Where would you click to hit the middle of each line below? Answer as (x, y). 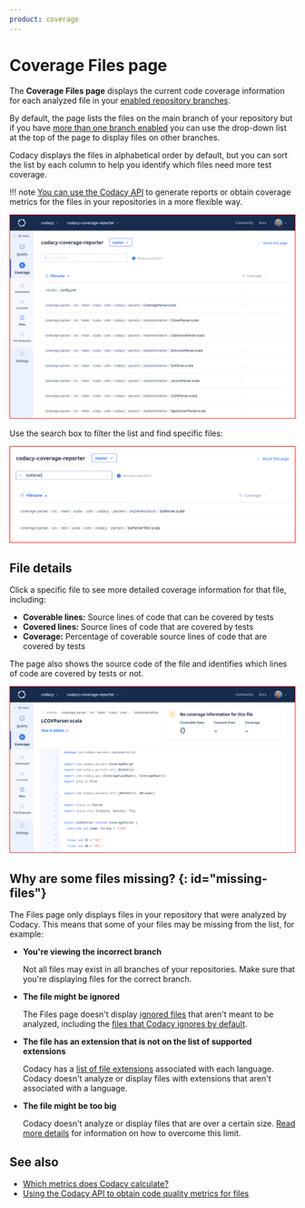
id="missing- (229, 878)
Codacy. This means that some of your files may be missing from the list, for (152, 925)
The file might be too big (69, 1106)
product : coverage (44, 19)
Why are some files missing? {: (99, 878)
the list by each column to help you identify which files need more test (141, 165)
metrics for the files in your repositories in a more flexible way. (126, 201)
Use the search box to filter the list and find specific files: (116, 433)
